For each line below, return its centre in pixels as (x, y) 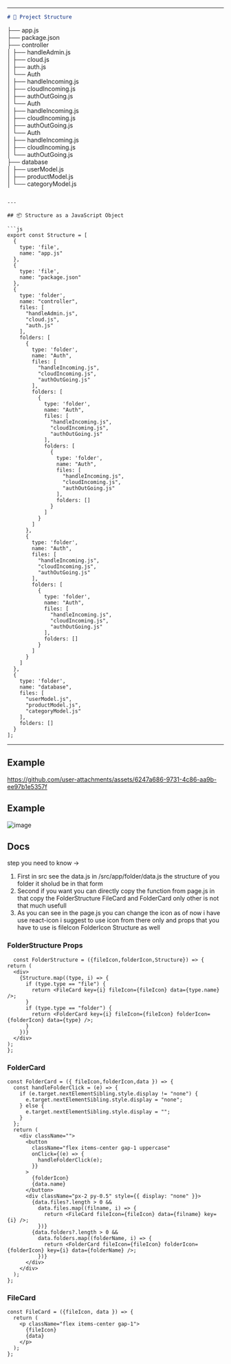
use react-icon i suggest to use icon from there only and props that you (118, 921)
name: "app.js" (41, 253)
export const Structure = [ (47, 235)
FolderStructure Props (45, 945)
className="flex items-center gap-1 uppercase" (101, 1148)
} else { (32, 1106)
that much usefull (42, 905)
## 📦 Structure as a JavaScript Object (65, 215)
